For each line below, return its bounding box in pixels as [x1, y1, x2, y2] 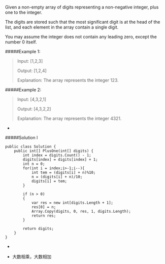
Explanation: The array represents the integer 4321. [17, 115, 122, 121]
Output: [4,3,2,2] [17, 106, 51, 112]
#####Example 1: [5, 49, 41, 54]
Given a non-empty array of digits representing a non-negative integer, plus [5, 4, 159, 10]
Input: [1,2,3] [17, 58, 43, 64]
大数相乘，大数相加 [12, 254, 52, 260]
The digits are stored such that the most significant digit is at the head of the [5, 19, 161, 25]
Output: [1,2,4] [17, 68, 47, 74]
